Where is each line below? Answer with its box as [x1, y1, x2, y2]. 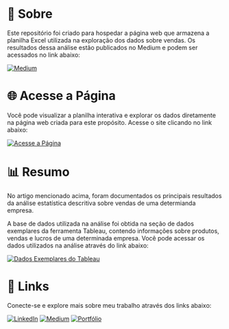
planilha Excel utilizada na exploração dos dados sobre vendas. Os [7, 36, 195, 44]
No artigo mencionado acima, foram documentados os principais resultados [7, 191, 222, 199]
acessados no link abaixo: [7, 51, 80, 59]
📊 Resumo [7, 164, 70, 180]
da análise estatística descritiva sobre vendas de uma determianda [7, 199, 196, 207]
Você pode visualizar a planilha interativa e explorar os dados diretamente [7, 111, 216, 119]
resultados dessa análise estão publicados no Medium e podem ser [7, 43, 198, 51]
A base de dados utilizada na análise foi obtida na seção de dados [7, 219, 194, 228]
